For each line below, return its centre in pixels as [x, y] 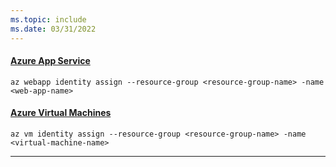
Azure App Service [50, 61]
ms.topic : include [48, 19]
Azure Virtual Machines [61, 113]
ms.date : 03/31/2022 [53, 29]
